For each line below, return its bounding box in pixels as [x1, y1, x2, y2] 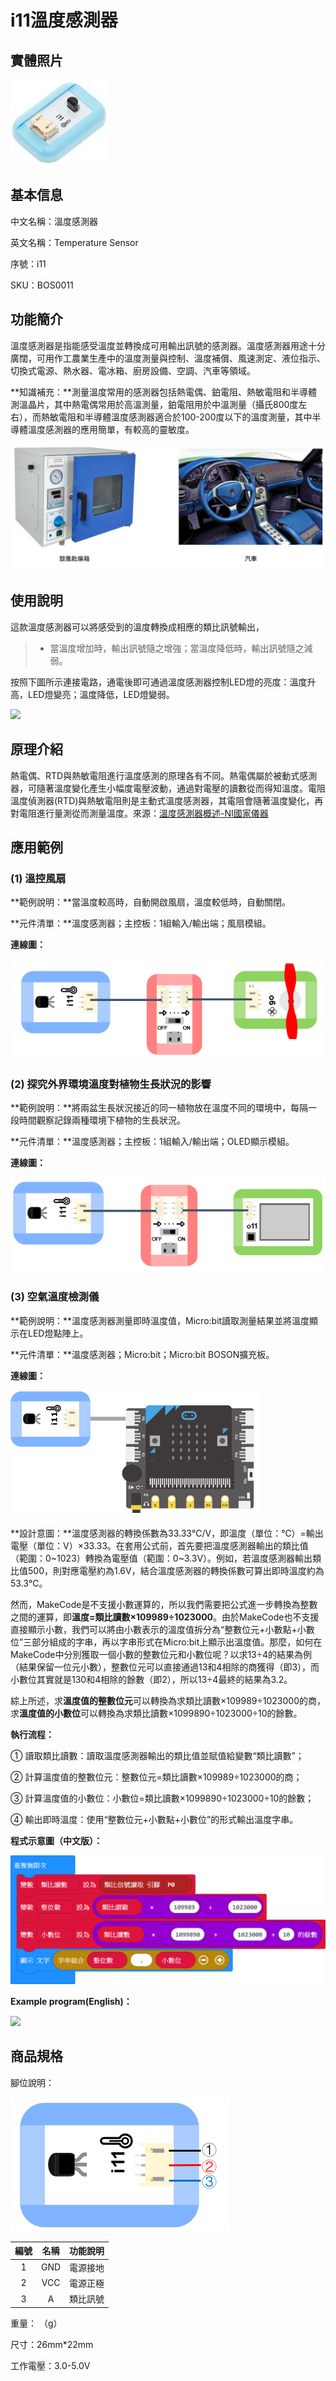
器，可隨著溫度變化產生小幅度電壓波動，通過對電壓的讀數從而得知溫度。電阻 [10, 782, 326, 794]
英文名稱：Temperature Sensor [10, 236, 139, 248]
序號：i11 [10, 257, 47, 270]
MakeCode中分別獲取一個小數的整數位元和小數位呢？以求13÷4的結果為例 [10, 1648, 313, 1660]
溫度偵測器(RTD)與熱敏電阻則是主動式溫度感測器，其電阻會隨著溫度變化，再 [10, 794, 324, 806]
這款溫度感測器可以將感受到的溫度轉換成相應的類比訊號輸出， [10, 621, 265, 633]
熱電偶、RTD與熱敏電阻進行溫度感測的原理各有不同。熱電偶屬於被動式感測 [10, 769, 318, 781]
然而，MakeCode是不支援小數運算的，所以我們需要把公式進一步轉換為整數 [10, 1598, 318, 1610]
